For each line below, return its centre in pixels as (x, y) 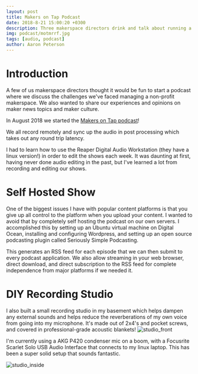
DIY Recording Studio (60, 294)
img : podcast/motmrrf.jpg (38, 34)
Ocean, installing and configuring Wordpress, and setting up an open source (99, 233)
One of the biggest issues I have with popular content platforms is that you (97, 209)
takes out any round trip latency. (45, 138)
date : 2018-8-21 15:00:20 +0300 (46, 22)
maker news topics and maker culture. (53, 109)
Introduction (37, 74)
